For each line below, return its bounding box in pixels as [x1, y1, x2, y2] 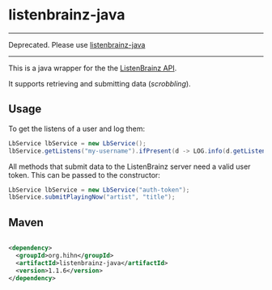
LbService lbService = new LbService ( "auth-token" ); [8, 186, 190, 194]
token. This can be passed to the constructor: [8, 170, 160, 179]
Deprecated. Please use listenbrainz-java [8, 40, 146, 49]
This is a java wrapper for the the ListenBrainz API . [8, 63, 177, 73]
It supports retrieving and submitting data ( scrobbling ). [8, 78, 192, 88]
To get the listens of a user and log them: [8, 124, 146, 133]
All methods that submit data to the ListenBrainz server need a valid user [8, 162, 251, 171]
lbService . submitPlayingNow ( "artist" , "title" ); [8, 193, 176, 201]
